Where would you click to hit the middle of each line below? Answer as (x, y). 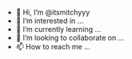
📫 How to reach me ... (53, 47)
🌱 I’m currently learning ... (58, 29)
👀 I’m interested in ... (50, 21)
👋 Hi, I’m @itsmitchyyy (53, 12)
